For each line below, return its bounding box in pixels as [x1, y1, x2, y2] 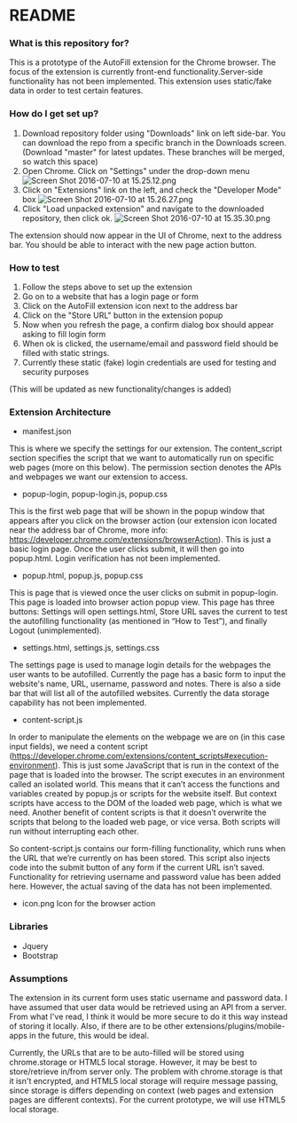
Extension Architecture [9, 406, 112, 418]
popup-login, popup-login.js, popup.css [21, 489, 168, 500]
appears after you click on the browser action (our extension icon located [9, 516, 277, 526]
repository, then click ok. [21, 212, 113, 223]
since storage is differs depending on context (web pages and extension [9, 1085, 274, 1095]
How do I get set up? [9, 107, 99, 120]
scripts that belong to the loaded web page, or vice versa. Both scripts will [9, 817, 281, 827]
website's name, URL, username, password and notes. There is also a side [9, 678, 281, 689]
